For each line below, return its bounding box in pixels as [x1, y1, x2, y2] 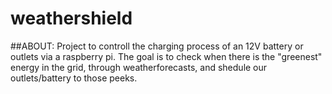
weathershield [10, 7, 133, 30]
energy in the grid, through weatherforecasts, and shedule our [10, 61, 268, 73]
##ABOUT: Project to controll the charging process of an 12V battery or [10, 40, 304, 52]
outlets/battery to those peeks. [10, 72, 138, 84]
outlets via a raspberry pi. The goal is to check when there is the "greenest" [10, 50, 323, 62]
